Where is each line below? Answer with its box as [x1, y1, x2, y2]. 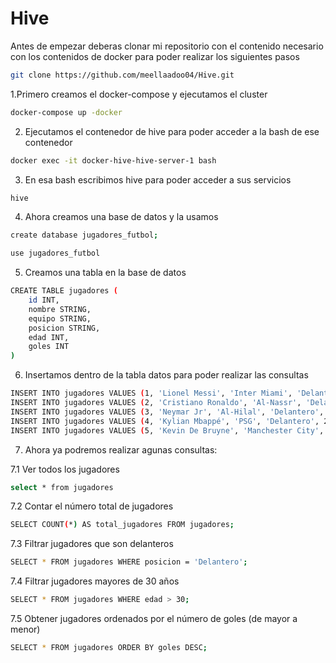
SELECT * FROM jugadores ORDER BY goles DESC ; [10, 643, 208, 653]
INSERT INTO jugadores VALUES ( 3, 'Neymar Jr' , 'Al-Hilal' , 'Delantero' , [10, 407, 325, 417]
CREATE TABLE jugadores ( [10, 286, 118, 296]
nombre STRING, [28, 304, 92, 314]
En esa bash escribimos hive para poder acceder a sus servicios [24, 173, 292, 186]
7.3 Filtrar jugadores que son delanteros [10, 538, 174, 550]
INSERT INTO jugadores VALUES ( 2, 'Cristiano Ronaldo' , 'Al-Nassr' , [10, 398, 302, 408]
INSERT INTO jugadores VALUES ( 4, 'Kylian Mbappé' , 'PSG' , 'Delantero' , [10, 416, 320, 426]
